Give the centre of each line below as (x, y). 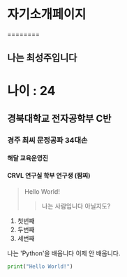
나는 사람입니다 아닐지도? (76, 206)
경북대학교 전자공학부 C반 (59, 119)
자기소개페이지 (47, 14)
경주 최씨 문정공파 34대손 (47, 140)
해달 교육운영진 (28, 158)
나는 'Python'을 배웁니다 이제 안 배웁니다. (64, 253)
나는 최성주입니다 (42, 58)
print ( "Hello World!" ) (40, 267)
